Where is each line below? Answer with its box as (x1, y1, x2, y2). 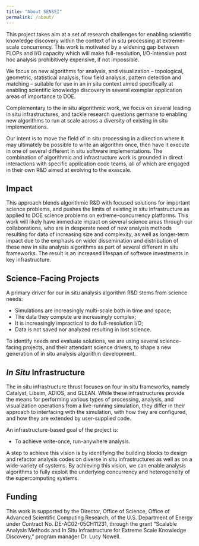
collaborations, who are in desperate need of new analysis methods (6, 224, 172, 232)
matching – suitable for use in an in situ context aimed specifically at (6, 80, 173, 87)
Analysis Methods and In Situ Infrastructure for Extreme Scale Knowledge (6, 526, 187, 534)
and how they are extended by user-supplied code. (6, 415, 132, 422)
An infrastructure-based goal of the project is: (6, 426, 119, 433)
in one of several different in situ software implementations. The (6, 147, 163, 155)
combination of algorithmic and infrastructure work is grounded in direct (6, 153, 183, 161)
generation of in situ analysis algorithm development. (6, 350, 136, 357)
